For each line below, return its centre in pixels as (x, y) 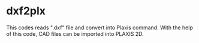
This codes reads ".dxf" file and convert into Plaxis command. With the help (99, 27)
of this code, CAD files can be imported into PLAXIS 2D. (75, 33)
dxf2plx (26, 11)
